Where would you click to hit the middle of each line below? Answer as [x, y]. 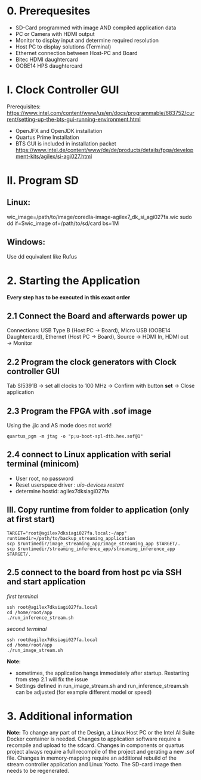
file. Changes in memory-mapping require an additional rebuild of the [92, 758]
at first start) [31, 519]
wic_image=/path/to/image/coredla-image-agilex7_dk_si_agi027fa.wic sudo [100, 217]
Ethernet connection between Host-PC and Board [76, 53]
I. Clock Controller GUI [63, 90]
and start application [46, 582]
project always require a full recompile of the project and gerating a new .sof [101, 752]
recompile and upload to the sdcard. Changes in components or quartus [95, 745]
